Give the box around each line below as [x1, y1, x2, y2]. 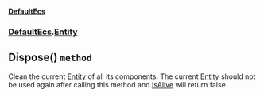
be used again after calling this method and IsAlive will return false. [8, 80, 228, 90]
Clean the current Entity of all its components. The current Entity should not [8, 72, 256, 81]
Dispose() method [8, 50, 93, 64]
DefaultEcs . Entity [8, 26, 78, 37]
